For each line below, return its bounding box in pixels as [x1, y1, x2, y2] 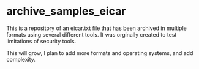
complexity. [6, 56, 36, 63]
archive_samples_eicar [6, 4, 126, 18]
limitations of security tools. [6, 37, 77, 45]
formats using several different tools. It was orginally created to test [6, 31, 177, 38]
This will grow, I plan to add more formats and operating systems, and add [6, 49, 193, 56]
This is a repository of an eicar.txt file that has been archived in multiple [6, 24, 187, 32]
